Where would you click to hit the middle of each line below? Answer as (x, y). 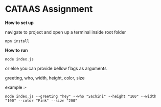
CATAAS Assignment (49, 9)
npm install (17, 41)
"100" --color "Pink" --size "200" (41, 101)
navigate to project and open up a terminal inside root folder (66, 32)
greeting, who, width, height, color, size (45, 78)
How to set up (20, 23)
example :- (16, 87)
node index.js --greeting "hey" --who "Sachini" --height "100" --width (81, 96)
